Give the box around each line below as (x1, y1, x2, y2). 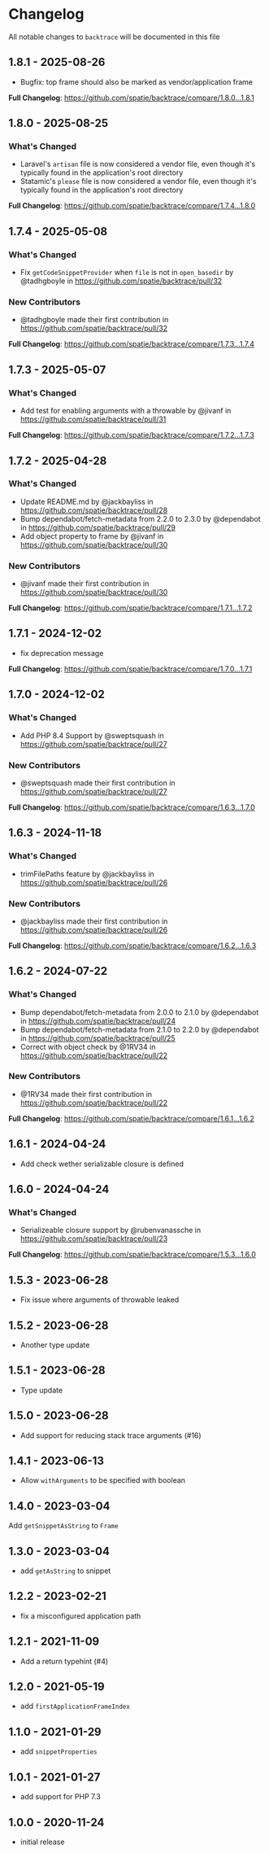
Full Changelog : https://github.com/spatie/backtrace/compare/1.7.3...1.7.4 (8, 339, 254, 349)
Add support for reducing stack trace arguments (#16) (20, 1430, 202, 1440)
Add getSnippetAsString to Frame (8, 1521, 119, 1531)
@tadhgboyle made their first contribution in (20, 315, 169, 325)
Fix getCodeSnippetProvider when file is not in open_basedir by (20, 268, 234, 278)
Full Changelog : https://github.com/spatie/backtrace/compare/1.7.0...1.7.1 (8, 664, 253, 674)
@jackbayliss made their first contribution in (20, 916, 168, 926)
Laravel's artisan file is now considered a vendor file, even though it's (20, 160, 256, 169)
